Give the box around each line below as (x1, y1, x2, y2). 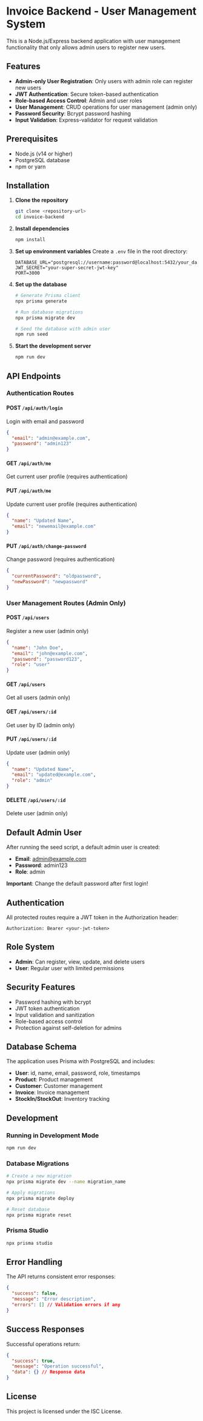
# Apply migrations (6, 1190, 56, 1196)
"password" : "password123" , (12, 656, 83, 662)
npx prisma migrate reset (6, 1212, 72, 1218)
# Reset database (6, 1206, 50, 1213)
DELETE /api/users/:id (6, 796, 66, 803)
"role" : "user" (12, 662, 50, 668)
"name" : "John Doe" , (12, 645, 64, 651)
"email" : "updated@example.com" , (12, 772, 96, 778)
